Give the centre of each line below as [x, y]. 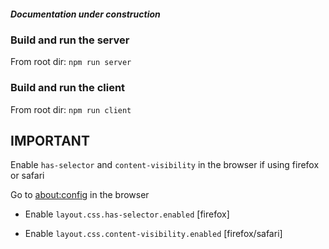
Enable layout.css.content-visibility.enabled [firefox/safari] [153, 234]
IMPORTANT [50, 141]
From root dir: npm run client [71, 109]
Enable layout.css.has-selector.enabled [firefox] [127, 214]
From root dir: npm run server [71, 62]
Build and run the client [68, 88]
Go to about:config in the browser [80, 195]
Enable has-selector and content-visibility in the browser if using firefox [165, 165]
